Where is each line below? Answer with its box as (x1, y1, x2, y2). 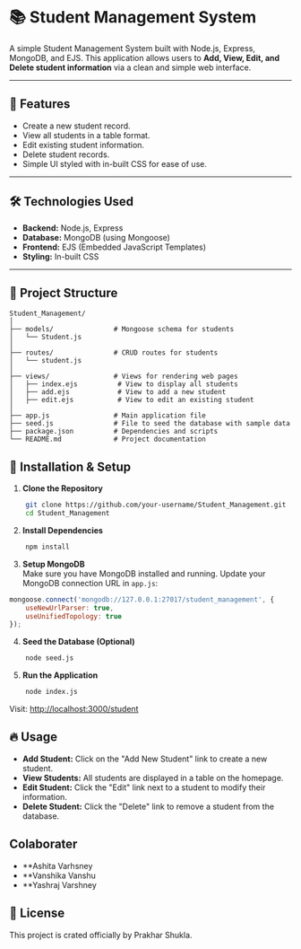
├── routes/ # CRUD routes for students (9, 348, 219, 357)
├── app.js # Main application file (9, 411, 206, 420)
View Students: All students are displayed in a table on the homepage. (21, 772, 284, 783)
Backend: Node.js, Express (21, 222, 124, 233)
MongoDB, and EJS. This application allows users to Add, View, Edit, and (9, 52, 280, 63)
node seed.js (25, 654, 74, 663)
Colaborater (9, 837, 78, 852)
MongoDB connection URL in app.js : (21, 577, 159, 588)
